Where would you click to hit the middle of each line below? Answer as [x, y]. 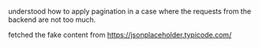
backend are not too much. [52, 20]
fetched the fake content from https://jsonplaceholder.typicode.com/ [120, 35]
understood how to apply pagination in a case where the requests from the [129, 11]
